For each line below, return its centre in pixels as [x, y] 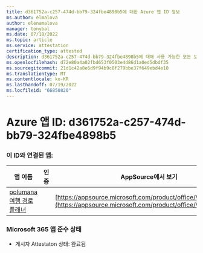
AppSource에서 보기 [149, 177]
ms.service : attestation [37, 46]
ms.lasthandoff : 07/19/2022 [42, 85]
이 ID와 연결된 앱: [30, 155]
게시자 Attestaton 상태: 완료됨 [50, 244]
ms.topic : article [29, 40]
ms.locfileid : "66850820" [39, 91]
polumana [24, 192]
